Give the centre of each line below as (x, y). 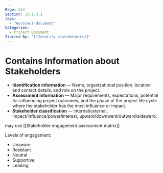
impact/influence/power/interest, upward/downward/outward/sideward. (84, 116)
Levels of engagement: (28, 135)
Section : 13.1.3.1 (24, 14)
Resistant (22, 150)
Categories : (17, 28)
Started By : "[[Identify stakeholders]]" (48, 37)
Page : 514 (15, 10)
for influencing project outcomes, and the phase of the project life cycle (84, 100)
